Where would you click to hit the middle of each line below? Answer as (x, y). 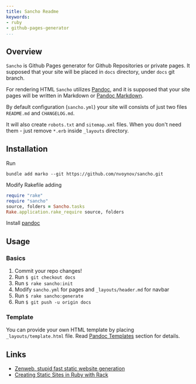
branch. (16, 78)
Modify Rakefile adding (34, 184)
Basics (16, 258)
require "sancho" (27, 201)
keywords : (18, 17)
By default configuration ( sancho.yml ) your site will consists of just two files (97, 107)
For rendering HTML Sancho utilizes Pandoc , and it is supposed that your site (98, 90)
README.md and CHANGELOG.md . (40, 113)
